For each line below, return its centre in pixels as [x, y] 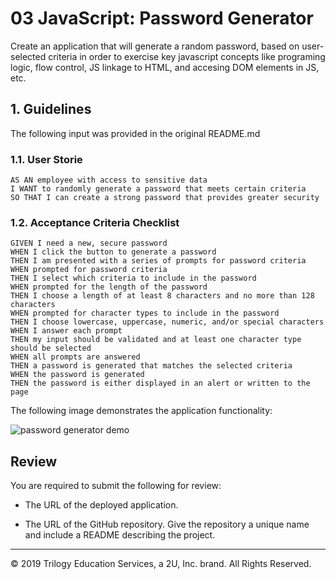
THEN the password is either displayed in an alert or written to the [160, 383]
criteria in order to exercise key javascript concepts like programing [187, 56]
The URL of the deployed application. [101, 505]
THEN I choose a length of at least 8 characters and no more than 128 [162, 296]
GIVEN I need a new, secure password [89, 243]
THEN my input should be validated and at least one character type [156, 340]
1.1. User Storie [46, 159]
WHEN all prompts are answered [75, 357]
